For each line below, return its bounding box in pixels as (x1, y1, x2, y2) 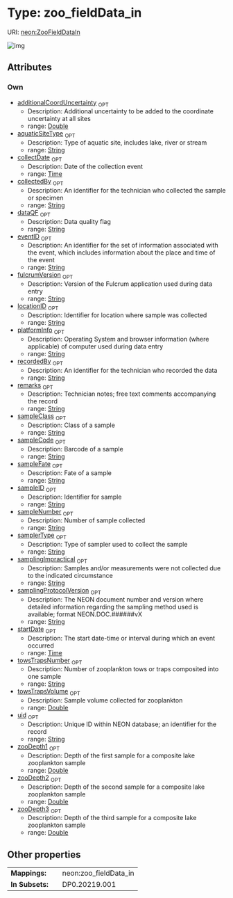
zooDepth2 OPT (17, 773, 62, 783)
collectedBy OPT (17, 177, 64, 187)
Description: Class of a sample (27, 421, 116, 429)
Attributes (7, 61, 52, 74)
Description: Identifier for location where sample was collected (27, 311, 207, 319)
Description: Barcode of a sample (27, 444, 123, 453)
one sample (27, 673, 61, 681)
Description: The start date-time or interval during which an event (27, 634, 216, 642)
